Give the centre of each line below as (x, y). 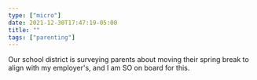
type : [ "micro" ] (35, 15)
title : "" (24, 30)
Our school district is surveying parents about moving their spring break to (128, 60)
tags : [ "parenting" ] (42, 37)
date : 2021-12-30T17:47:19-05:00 (63, 23)
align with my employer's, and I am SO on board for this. (99, 68)
